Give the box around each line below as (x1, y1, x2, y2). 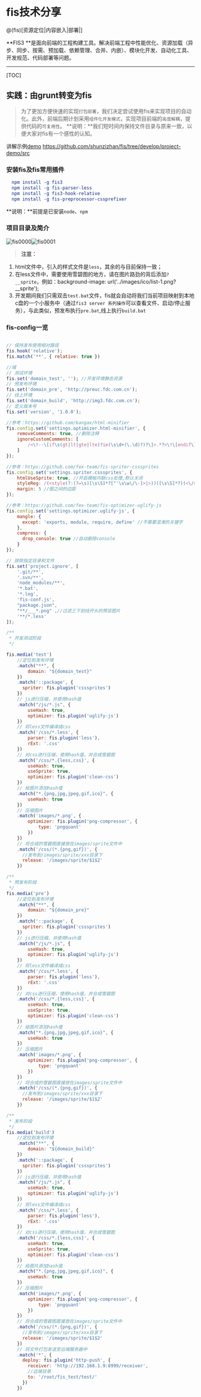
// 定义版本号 (6, 403, 37, 409)
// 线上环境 (6, 392, 33, 398)
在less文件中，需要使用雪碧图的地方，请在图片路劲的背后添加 (14, 270, 167, 278)
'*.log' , (17, 591, 39, 597)
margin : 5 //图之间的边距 (17, 486, 76, 492)
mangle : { (17, 513, 42, 519)
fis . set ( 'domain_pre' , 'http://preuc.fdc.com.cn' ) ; (6, 386, 138, 392)
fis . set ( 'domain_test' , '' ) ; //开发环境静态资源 (6, 375, 123, 382)
